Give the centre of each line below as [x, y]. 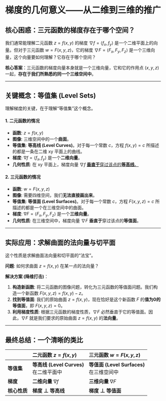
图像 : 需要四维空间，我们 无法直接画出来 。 [55, 195]
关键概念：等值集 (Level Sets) [51, 96]
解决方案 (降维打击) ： [27, 276]
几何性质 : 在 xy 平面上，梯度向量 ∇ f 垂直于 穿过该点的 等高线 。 [76, 165]
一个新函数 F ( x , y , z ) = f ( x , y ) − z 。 [51, 293]
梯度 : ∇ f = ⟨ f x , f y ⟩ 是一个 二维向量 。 [47, 158]
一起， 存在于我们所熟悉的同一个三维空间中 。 [51, 74]
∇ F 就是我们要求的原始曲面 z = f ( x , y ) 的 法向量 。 [71, 318]
